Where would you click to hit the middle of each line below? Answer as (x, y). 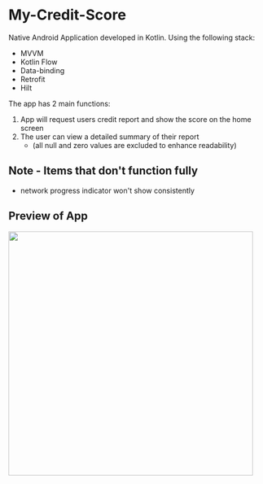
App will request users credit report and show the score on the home (136, 119)
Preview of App (48, 216)
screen (32, 128)
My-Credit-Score (67, 15)
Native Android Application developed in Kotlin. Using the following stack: (132, 37)
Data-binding (42, 70)
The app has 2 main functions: (59, 103)
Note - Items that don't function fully (103, 171)
